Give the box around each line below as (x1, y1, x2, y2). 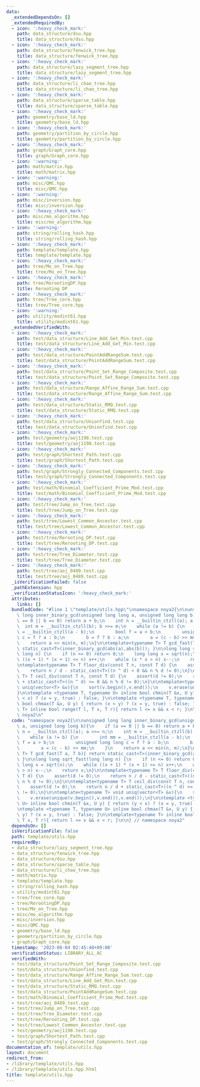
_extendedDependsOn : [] (11, 14, 70, 20)
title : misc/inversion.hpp (17, 203, 84, 208)
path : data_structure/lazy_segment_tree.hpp (17, 64, 129, 70)
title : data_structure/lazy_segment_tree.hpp (17, 70, 132, 76)
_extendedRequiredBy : (11, 20, 65, 26)
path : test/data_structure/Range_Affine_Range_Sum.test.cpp (17, 385, 169, 391)
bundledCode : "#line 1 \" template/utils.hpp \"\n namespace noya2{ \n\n (11, 607, 187, 613)
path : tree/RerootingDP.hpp (17, 280, 86, 286)
